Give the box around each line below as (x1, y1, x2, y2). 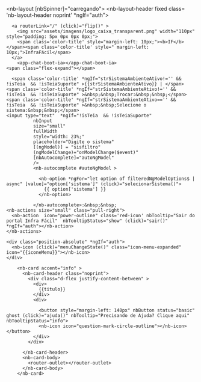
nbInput (32, 118, 52, 124)
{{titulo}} (38, 286, 66, 292)
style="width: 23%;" (32, 134, 85, 140)
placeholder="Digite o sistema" (32, 139, 114, 145)
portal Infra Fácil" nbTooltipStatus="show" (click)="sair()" (6, 218, 169, 224)
